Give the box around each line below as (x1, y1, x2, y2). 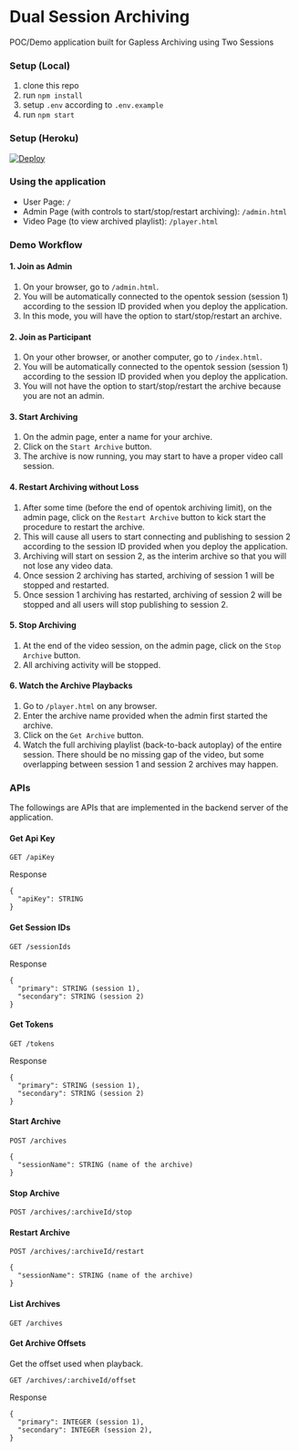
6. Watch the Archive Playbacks (9, 680, 133, 691)
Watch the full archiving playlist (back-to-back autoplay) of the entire (22, 739, 283, 750)
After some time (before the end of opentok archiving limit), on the (22, 502, 273, 513)
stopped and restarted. (22, 579, 109, 590)
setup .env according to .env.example (22, 99, 164, 110)
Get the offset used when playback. (9, 1358, 144, 1369)
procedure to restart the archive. (22, 521, 146, 532)
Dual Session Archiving (9, 6, 190, 27)
